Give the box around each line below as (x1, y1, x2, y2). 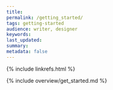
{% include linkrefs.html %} (6, 65, 76, 72)
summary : (6, 43, 29, 49)
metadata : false (6, 49, 48, 55)
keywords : (6, 32, 32, 38)
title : (6, 9, 23, 15)
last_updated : (6, 37, 43, 43)
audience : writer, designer (6, 26, 78, 32)
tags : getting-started (6, 20, 64, 26)
